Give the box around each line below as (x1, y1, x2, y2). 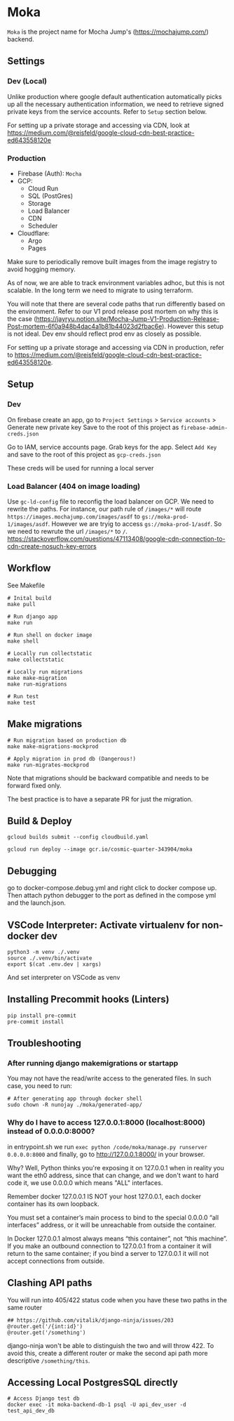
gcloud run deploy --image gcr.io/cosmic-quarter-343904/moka (7, 846, 193, 853)
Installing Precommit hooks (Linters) (7, 993, 170, 1005)
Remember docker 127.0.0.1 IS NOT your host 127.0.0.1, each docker (7, 1192, 202, 1200)
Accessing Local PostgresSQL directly (7, 1376, 179, 1388)
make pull (7, 601, 36, 608)
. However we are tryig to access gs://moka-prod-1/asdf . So (48, 519, 222, 528)
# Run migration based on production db (7, 737, 128, 744)
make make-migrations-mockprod (7, 742, 99, 750)
